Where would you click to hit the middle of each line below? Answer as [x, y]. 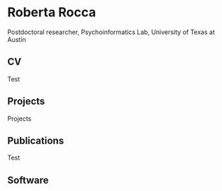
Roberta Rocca [52, 12]
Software [28, 180]
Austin [17, 39]
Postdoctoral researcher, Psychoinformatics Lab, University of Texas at [111, 32]
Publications [36, 140]
